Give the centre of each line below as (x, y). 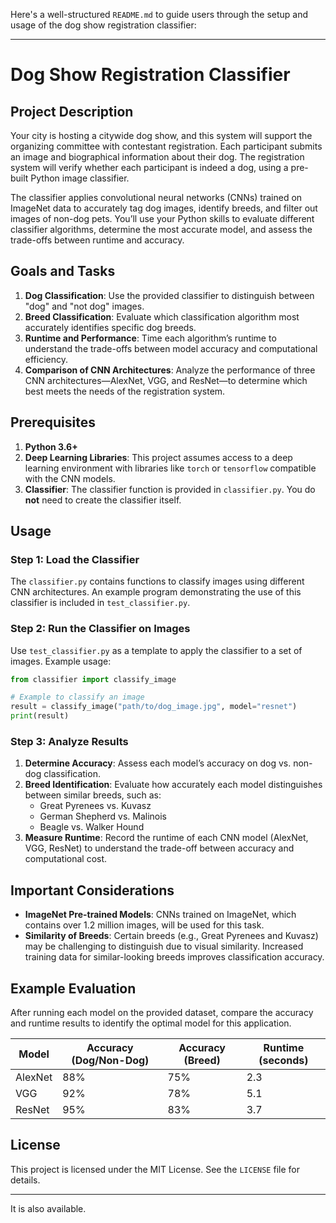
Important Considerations (92, 890)
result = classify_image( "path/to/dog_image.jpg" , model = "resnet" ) (154, 707)
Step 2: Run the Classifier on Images (100, 629)
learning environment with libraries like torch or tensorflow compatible (170, 468)
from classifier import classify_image (93, 679)
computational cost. (66, 859)
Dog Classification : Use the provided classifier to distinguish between (169, 295)
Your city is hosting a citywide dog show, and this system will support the (161, 135)
